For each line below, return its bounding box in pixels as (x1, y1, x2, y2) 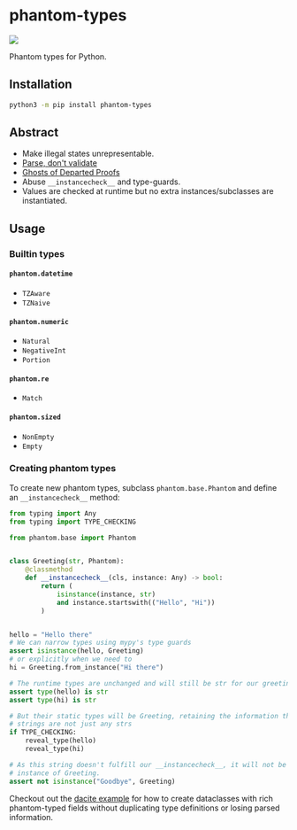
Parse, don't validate (21, 158, 97, 168)
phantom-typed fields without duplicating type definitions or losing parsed (9, 803, 280, 813)
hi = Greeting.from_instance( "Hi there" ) (9, 663, 164, 672)
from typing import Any (9, 508, 97, 518)
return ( (41, 582, 73, 591)
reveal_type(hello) (25, 736, 97, 745)
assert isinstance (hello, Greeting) (9, 647, 144, 655)
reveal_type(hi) (25, 745, 86, 754)
